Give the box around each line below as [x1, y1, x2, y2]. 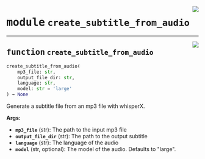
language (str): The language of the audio [15, 139, 119, 146]
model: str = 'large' [17, 86, 72, 92]
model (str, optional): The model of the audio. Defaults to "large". [15, 146, 176, 152]
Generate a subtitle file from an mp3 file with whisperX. [6, 102, 145, 110]
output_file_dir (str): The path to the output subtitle [15, 133, 148, 140]
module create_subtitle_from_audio [6, 16, 190, 29]
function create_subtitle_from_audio [6, 48, 154, 57]
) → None [6, 91, 29, 97]
